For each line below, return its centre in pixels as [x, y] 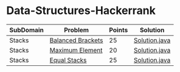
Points [119, 30]
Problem [76, 30]
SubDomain [27, 30]
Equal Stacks [68, 60]
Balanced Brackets [76, 40]
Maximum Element [76, 50]
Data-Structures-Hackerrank [81, 11]
